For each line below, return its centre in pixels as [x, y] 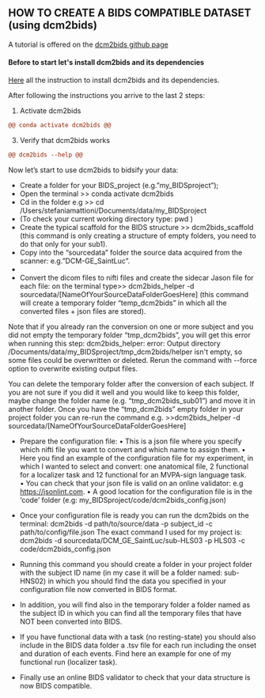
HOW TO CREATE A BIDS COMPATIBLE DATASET [130, 13]
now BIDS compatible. [56, 685]
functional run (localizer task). [68, 662]
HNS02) [33, 581]
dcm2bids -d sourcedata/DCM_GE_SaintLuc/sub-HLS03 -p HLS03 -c [132, 540]
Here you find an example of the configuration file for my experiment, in [136, 458]
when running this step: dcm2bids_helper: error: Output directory [115, 343]
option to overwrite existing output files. [73, 368]
